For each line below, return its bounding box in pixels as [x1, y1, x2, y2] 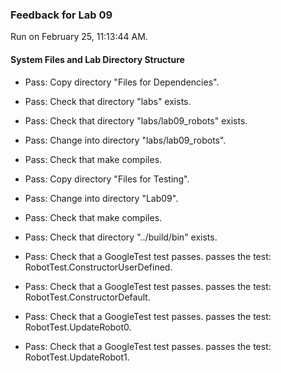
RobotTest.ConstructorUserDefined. [24, 261, 173, 273]
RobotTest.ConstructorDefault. [24, 291, 151, 303]
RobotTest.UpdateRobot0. [24, 321, 132, 333]
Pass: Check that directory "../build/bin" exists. [24, 231, 218, 243]
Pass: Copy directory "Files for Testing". [24, 173, 190, 185]
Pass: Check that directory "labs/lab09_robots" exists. [24, 114, 248, 127]
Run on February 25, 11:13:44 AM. [10, 31, 148, 43]
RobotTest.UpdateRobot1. [24, 351, 130, 363]
